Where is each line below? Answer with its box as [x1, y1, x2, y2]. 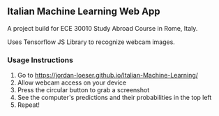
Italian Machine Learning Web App [7, 6, 160, 17]
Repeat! [17, 101, 40, 109]
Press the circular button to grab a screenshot [17, 86, 150, 94]
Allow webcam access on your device [17, 78, 127, 87]
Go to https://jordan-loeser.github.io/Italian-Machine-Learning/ [17, 71, 199, 80]
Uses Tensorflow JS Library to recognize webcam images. [7, 38, 176, 46]
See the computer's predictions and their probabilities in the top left [17, 94, 212, 102]
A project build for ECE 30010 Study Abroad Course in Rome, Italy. [7, 24, 198, 32]
